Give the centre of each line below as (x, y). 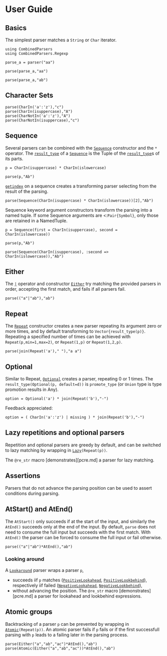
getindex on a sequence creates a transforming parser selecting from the (81, 186)
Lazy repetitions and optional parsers (65, 433)
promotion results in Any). (32, 389)
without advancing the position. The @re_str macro (65, 591)
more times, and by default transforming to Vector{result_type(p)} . (75, 332)
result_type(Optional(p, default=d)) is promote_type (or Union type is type (83, 384)
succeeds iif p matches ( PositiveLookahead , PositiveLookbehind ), (79, 580)
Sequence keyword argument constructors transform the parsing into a (79, 210)
